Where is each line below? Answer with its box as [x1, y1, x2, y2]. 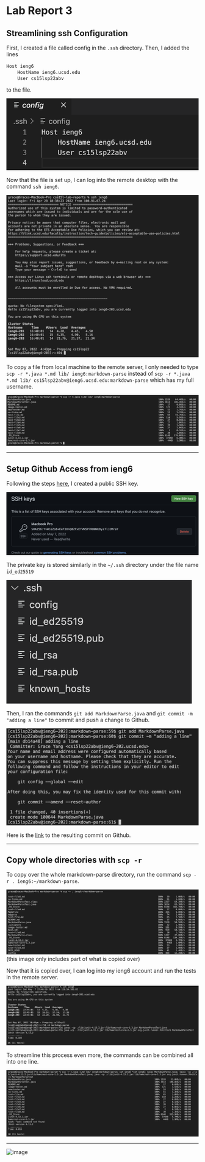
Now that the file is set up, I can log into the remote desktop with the [6, 177, 178, 184]
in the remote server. [6, 974, 59, 981]
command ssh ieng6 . [6, 183, 60, 190]
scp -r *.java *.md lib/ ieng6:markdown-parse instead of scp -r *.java [6, 370, 190, 377]
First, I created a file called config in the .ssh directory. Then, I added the [6, 44, 190, 51]
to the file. [6, 86, 32, 93]
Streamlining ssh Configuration [6, 28, 128, 38]
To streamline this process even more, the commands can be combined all [6, 1051, 193, 1059]
